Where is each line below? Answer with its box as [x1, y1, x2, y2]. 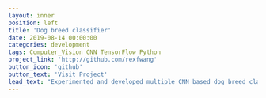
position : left [8, 19, 59, 27]
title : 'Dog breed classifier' [8, 26, 112, 34]
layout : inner [8, 11, 55, 20]
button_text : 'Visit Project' [8, 70, 108, 78]
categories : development [8, 41, 90, 49]
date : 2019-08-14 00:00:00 [8, 33, 97, 42]
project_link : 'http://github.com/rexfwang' [8, 56, 158, 64]
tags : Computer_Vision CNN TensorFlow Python [8, 48, 161, 56]
